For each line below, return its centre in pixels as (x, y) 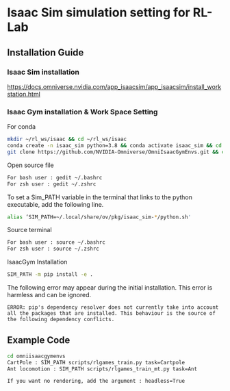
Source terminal (30, 230)
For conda (22, 127)
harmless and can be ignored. (49, 295)
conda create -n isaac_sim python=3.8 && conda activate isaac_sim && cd (115, 146)
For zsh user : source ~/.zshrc (53, 249)
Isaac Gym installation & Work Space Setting (82, 112)
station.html (24, 94)
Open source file (30, 165)
